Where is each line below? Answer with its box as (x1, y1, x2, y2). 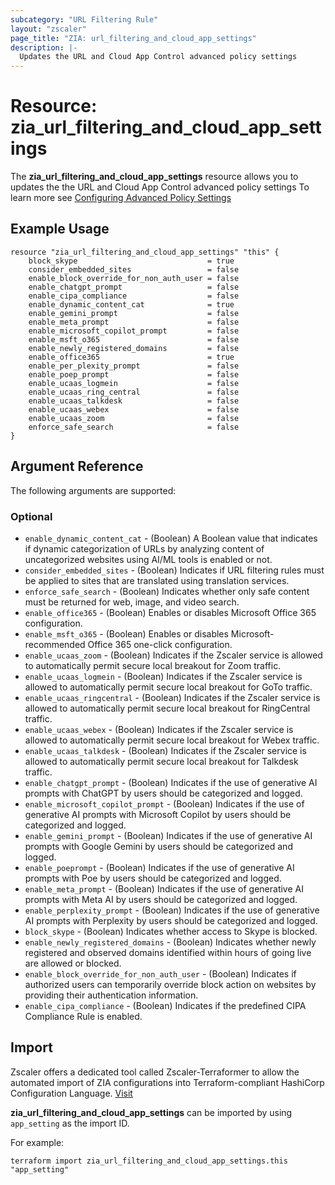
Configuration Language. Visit (10, 1087, 133, 1099)
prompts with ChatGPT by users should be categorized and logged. (24, 787, 303, 799)
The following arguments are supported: (10, 484, 177, 496)
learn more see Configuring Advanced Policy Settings (10, 192, 232, 204)
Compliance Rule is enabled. (24, 1010, 143, 1022)
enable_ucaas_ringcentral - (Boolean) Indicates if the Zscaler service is (24, 691, 321, 703)
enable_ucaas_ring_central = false (28, 387, 240, 397)
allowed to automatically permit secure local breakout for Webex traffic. (24, 734, 320, 746)
